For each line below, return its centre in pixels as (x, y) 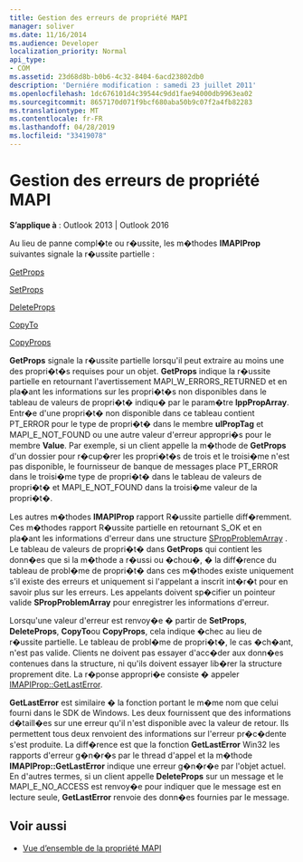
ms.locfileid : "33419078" (58, 136)
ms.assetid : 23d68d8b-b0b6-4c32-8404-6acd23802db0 (107, 77)
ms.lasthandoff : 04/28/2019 (62, 128)
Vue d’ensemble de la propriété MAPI (92, 847)
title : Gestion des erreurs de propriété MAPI (99, 18)
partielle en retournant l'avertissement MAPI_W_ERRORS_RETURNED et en (148, 381)
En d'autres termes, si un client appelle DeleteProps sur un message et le (147, 776)
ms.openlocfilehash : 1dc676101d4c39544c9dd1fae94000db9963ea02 (131, 93)
